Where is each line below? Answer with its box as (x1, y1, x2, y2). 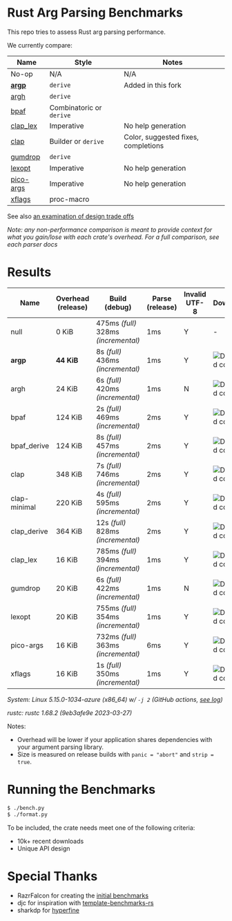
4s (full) (95, 489, 122, 499)
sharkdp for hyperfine (17, 906, 79, 914)
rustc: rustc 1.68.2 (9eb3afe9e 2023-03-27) (7, 708, 133, 716)
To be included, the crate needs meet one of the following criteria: (7, 824, 195, 832)
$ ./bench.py (7, 804, 45, 811)
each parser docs (7, 240, 58, 248)
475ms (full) (95, 318, 137, 327)
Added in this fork (124, 80, 182, 90)
